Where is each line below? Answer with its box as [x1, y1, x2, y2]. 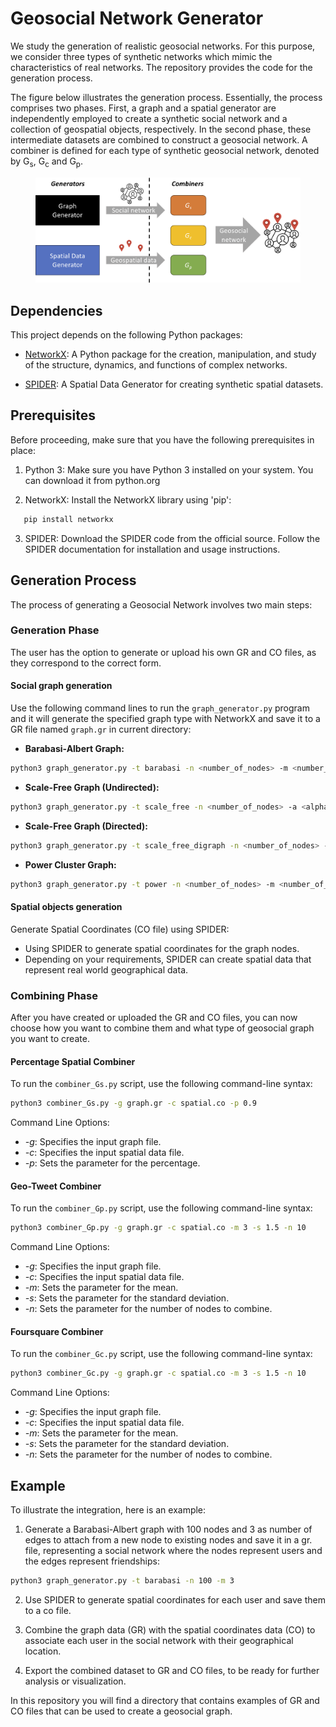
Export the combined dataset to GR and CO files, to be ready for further [24, 1664, 320, 1676]
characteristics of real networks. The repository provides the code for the [10, 61, 313, 73]
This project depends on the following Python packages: [10, 329, 243, 341]
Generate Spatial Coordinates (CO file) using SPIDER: [10, 923, 230, 935]
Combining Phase [10, 988, 99, 1002]
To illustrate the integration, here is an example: [10, 1504, 207, 1516]
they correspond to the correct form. [10, 657, 162, 669]
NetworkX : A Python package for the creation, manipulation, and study [24, 348, 317, 361]
